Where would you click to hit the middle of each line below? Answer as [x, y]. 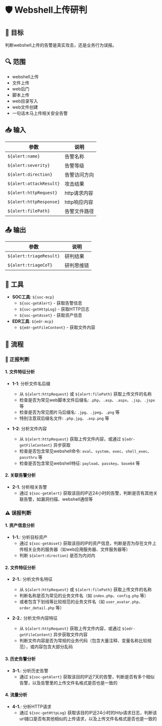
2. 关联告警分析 [20, 475]
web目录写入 [25, 101]
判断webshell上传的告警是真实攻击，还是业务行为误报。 [61, 45]
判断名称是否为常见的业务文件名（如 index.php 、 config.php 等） [84, 596]
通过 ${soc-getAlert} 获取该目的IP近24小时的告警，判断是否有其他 [86, 493]
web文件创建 [25, 107]
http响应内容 [79, 202]
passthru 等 [31, 457]
